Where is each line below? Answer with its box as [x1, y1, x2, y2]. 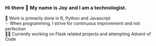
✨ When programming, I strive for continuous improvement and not [5, 20, 140, 26]
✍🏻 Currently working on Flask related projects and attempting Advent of [5, 31, 151, 37]
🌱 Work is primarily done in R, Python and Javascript [5, 15, 111, 21]
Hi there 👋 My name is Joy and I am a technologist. [5, 4, 127, 11]
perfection [5, 26, 26, 32]
